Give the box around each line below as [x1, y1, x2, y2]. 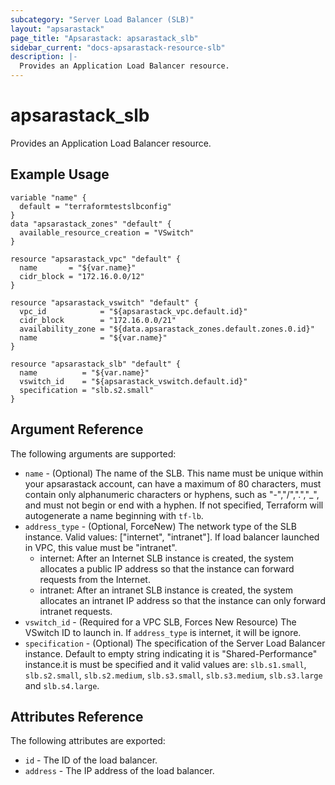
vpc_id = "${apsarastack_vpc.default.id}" [19, 306, 248, 316]
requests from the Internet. [39, 573, 151, 585]
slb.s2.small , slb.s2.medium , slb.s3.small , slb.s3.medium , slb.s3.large [24, 669, 323, 681]
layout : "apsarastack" [10, 24, 105, 34]
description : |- [10, 52, 78, 62]
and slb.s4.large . [24, 679, 100, 691]
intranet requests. [39, 605, 113, 617]
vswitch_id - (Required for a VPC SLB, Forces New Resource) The [24, 616, 297, 628]
